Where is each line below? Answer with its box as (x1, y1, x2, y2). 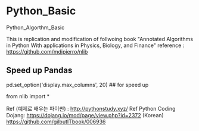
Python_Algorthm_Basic (6, 24, 65, 31)
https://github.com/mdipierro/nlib (6, 48, 88, 55)
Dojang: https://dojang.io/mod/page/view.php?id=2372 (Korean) (6, 111, 164, 118)
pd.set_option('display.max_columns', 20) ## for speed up (6, 81, 149, 88)
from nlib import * (6, 92, 50, 99)
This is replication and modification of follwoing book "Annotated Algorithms (6, 35, 194, 42)
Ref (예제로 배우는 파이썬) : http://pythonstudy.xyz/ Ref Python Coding (6, 105, 176, 112)
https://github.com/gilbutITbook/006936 (6, 118, 106, 125)
